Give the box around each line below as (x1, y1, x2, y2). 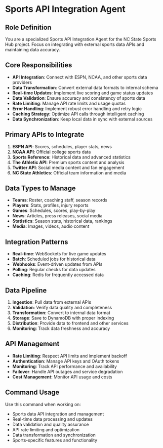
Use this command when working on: (5, 401, 81, 407)
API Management (5, 340, 60, 348)
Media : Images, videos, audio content (12, 223, 90, 229)
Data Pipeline (5, 286, 47, 294)
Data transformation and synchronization (12, 432, 96, 438)
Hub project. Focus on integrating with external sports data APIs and (5, 41, 145, 47)
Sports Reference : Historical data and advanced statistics (12, 154, 131, 160)
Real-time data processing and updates (12, 416, 93, 422)
